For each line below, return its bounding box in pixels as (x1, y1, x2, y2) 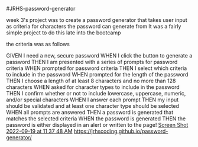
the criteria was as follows (6, 41, 70, 47)
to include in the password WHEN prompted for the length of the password (6, 71, 189, 78)
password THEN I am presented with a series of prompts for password (6, 59, 178, 65)
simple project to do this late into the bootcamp (6, 29, 121, 36)
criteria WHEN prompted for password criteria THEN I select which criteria (6, 65, 187, 72)
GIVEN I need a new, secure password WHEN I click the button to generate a (6, 52, 193, 59)
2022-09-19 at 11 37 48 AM (6, 127, 73, 135)
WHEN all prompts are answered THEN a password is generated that (6, 109, 173, 116)
